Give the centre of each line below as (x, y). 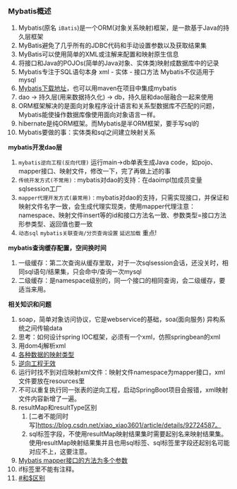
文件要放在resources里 (51, 381)
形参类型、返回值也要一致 (55, 224)
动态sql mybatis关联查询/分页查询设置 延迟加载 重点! (87, 233)
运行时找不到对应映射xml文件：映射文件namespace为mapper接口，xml (121, 373)
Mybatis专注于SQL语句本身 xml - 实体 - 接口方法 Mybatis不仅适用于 (116, 72)
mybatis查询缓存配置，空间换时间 (57, 248)
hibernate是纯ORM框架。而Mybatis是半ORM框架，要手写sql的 (109, 123)
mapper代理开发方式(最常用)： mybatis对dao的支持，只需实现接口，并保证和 (123, 198)
